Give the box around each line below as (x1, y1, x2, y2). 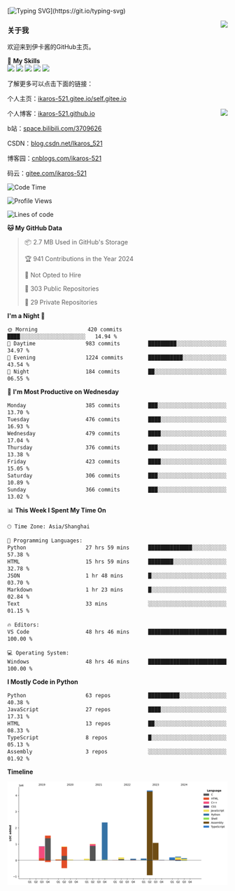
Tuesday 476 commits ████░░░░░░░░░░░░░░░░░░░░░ (7, 416, 227, 423)
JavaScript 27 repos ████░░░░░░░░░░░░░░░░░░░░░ (7, 706, 227, 713)
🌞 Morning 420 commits (7, 326, 122, 334)
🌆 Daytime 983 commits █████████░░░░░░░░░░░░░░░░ (7, 341, 227, 348)
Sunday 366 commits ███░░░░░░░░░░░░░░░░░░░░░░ (7, 487, 227, 494)
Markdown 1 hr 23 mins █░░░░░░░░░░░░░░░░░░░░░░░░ (7, 586, 227, 593)
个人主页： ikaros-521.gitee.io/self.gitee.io (7, 95, 127, 103)
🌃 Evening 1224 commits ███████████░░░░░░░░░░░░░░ (7, 355, 227, 362)
